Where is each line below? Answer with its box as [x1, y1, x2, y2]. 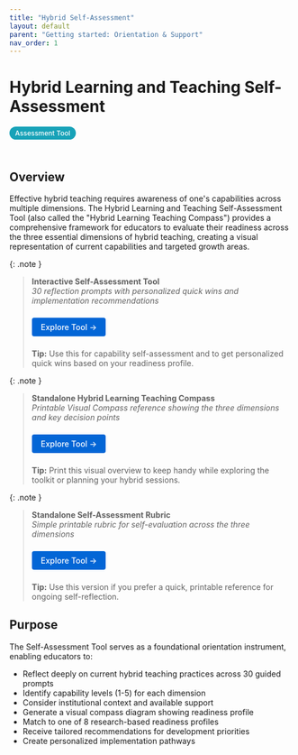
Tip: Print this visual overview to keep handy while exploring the [31, 465, 270, 475]
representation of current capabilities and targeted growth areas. [9, 241, 250, 252]
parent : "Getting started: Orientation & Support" [9, 30, 203, 39]
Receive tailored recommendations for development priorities [22, 725, 250, 736]
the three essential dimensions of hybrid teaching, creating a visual [9, 232, 258, 242]
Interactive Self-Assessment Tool [31, 276, 160, 287]
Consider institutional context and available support [22, 696, 214, 708]
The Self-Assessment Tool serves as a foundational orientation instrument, [9, 641, 286, 652]
